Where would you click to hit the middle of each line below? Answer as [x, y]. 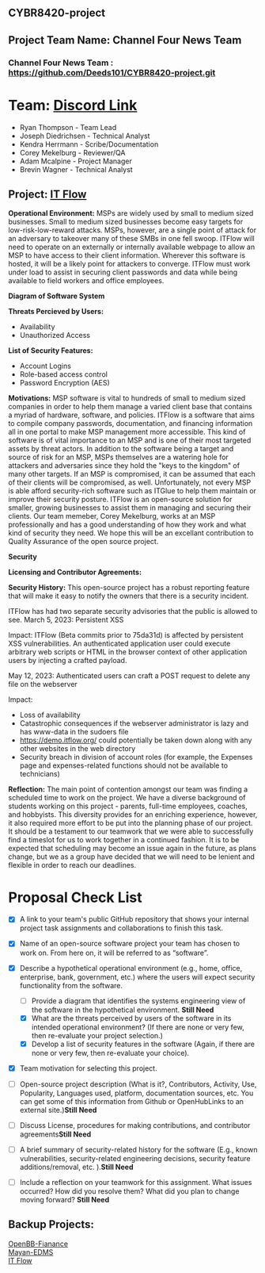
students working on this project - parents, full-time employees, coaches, [128, 806]
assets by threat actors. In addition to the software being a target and [121, 449]
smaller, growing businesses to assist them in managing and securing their [130, 508]
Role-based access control [64, 374]
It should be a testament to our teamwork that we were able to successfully [131, 831]
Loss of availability [50, 715]
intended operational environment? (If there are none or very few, [138, 1027]
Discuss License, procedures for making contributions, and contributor [135, 1125]
